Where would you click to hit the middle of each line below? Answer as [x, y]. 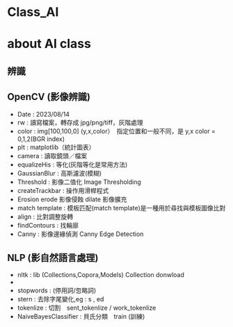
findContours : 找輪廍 [48, 225]
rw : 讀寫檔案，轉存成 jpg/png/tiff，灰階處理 [80, 122]
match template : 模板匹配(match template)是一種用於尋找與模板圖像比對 [121, 208]
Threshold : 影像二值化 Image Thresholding [79, 182]
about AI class [49, 44]
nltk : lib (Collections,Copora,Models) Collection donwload [101, 275]
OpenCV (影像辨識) [49, 97]
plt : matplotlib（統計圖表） [56, 147]
